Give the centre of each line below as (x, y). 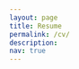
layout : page (34, 17)
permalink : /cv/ (39, 34)
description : (34, 43)
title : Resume (36, 26)
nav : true (28, 51)
